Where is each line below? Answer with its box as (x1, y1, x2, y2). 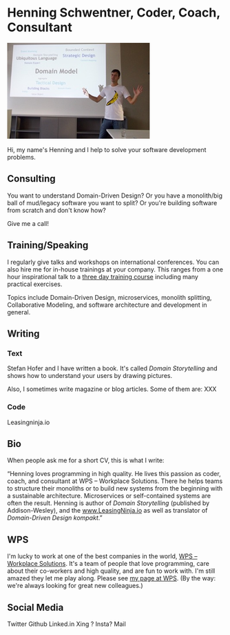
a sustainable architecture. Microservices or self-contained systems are (7, 492, 211, 500)
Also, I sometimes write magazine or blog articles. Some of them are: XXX (7, 385, 217, 393)
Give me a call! (7, 219, 50, 227)
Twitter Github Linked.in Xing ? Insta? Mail (7, 620, 126, 628)
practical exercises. (7, 280, 63, 288)
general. (7, 307, 31, 316)
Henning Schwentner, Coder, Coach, (7, 5, 220, 21)
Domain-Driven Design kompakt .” (7, 513, 103, 522)
